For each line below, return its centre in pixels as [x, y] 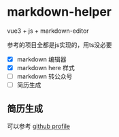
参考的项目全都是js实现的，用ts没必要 [60, 44]
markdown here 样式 [46, 68]
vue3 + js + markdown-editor [48, 31]
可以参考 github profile [38, 126]
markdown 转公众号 [45, 76]
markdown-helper [60, 12]
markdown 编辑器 [41, 59]
